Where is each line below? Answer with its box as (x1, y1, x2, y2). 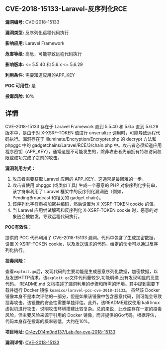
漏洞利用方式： (5, 165, 36, 171)
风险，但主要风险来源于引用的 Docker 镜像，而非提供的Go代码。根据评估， (5, 312, 159, 318)
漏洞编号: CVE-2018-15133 (5, 19, 60, 25)
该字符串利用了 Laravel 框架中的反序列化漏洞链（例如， (12, 188, 126, 194)
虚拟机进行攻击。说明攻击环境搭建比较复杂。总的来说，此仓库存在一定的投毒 (5, 306, 162, 312)
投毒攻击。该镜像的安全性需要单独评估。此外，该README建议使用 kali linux (5, 299, 160, 306)
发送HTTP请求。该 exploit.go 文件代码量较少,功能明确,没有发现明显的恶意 (9, 274, 160, 281)
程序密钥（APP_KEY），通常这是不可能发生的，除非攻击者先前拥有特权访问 (5, 148, 158, 154)
